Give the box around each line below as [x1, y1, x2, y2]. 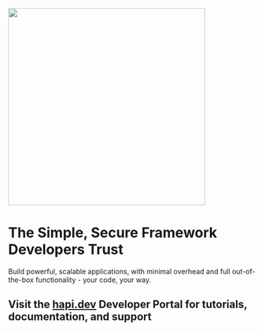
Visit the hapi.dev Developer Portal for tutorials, [8, 298, 248, 311]
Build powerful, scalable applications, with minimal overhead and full [8, 266, 231, 276]
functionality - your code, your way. [35, 275, 152, 285]
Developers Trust [8, 240, 124, 258]
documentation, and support [8, 311, 152, 324]
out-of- [231, 266, 256, 276]
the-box [8, 275, 34, 285]
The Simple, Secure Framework [8, 224, 218, 242]
